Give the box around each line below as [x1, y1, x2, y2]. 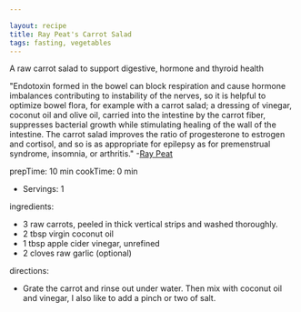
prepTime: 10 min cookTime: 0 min [9, 166, 138, 177]
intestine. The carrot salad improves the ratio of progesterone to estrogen [9, 129, 286, 140]
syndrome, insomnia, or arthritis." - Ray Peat [9, 148, 173, 159]
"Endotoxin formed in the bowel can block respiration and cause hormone [9, 81, 286, 92]
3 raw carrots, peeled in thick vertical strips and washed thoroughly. [22, 219, 279, 230]
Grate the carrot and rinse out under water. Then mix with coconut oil [22, 283, 283, 294]
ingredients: [9, 201, 55, 212]
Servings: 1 [22, 184, 65, 195]
